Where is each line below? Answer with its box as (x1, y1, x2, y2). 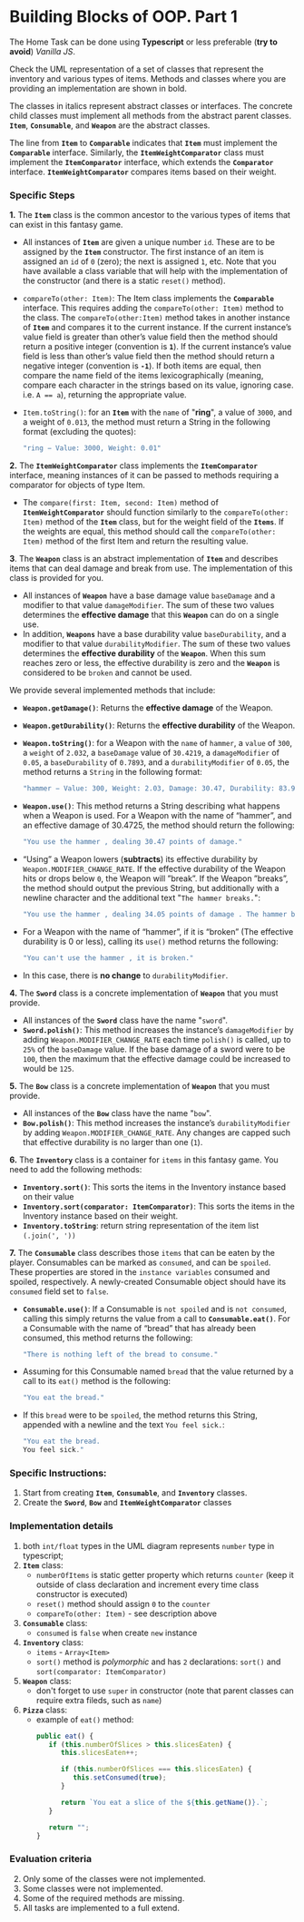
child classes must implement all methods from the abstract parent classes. (9, 110, 292, 121)
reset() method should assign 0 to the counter (35, 1598, 211, 1609)
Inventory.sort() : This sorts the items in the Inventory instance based (22, 1182, 287, 1192)
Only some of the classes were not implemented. (22, 1873, 206, 1884)
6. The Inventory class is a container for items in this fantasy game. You (9, 1154, 279, 1165)
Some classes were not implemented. (22, 1883, 163, 1894)
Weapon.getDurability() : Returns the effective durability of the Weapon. (22, 720, 296, 731)
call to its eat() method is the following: (22, 1376, 171, 1387)
